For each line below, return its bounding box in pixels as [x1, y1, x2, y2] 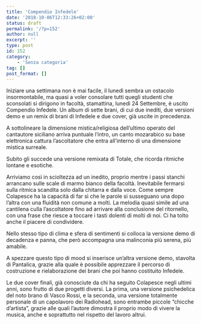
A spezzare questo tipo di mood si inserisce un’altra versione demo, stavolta [6, 255, 196, 262]
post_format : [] [6, 71, 47, 77]
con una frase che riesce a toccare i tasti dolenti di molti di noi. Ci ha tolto [6, 212, 189, 219]
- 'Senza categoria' [17, 59, 69, 65]
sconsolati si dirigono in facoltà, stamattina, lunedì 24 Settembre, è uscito [6, 100, 188, 107]
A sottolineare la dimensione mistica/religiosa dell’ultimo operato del [6, 124, 176, 132]
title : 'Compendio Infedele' [6, 8, 79, 15]
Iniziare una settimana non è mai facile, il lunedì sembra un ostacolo [6, 87, 175, 94]
